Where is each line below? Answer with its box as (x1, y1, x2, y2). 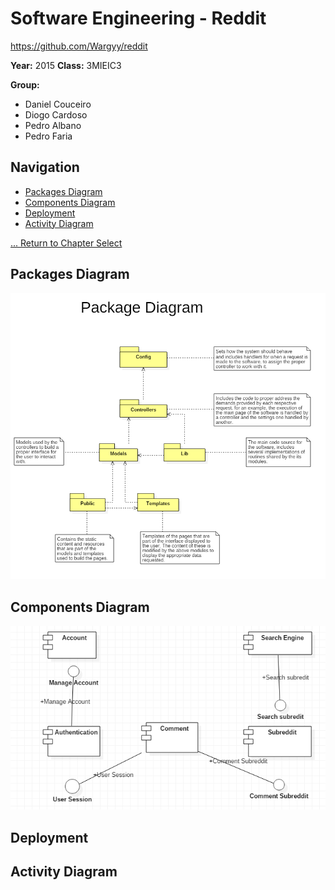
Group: (10, 78, 40, 91)
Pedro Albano (24, 119, 82, 131)
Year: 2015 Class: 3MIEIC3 (10, 59, 122, 71)
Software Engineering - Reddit (10, 7, 267, 30)
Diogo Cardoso (24, 108, 88, 121)
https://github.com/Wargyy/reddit (10, 40, 148, 52)
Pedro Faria (24, 130, 73, 142)
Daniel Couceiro (24, 98, 92, 110)
